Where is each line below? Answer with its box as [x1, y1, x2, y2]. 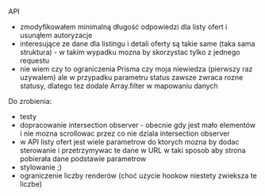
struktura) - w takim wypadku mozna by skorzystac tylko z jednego [19, 48, 240, 56]
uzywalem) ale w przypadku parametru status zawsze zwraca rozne [19, 73, 244, 82]
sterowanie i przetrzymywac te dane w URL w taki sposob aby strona [19, 146, 246, 155]
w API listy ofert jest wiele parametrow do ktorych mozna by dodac [19, 137, 240, 146]
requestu [19, 56, 50, 65]
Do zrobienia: [8, 97, 52, 106]
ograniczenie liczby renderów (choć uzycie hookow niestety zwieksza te [19, 171, 258, 180]
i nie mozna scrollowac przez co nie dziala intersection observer [19, 129, 230, 138]
